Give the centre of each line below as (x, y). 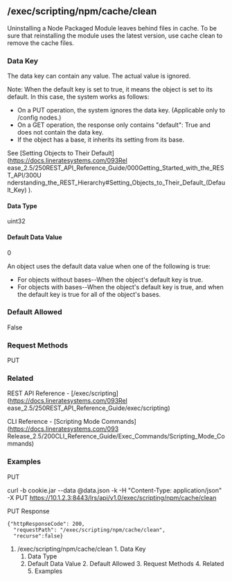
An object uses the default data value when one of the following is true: (109, 266)
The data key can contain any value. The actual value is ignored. (99, 76)
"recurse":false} (38, 536)
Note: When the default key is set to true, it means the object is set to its (110, 89)
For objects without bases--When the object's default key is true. (110, 280)
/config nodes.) (39, 118)
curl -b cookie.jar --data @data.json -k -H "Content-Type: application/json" (115, 490)
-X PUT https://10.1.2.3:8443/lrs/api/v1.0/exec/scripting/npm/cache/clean (112, 497)
